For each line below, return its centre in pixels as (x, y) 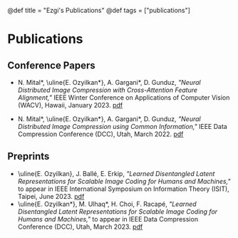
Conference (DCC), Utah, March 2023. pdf (80, 227)
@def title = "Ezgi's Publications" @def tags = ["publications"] (99, 10)
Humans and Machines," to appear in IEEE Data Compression (108, 219)
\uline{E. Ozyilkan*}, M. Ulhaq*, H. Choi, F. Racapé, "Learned (107, 204)
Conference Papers (51, 65)
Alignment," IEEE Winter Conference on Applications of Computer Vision (124, 98)
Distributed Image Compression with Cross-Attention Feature (108, 90)
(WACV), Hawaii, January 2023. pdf (70, 105)
